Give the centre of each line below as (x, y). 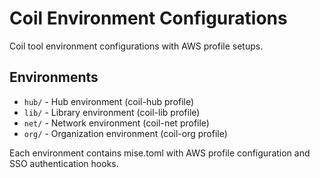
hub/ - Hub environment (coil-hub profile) (109, 101)
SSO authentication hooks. (64, 163)
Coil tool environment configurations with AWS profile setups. (136, 46)
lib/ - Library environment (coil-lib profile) (112, 112)
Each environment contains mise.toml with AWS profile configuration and (160, 153)
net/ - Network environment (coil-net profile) (116, 123)
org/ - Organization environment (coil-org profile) (125, 133)
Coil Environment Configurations (148, 18)
